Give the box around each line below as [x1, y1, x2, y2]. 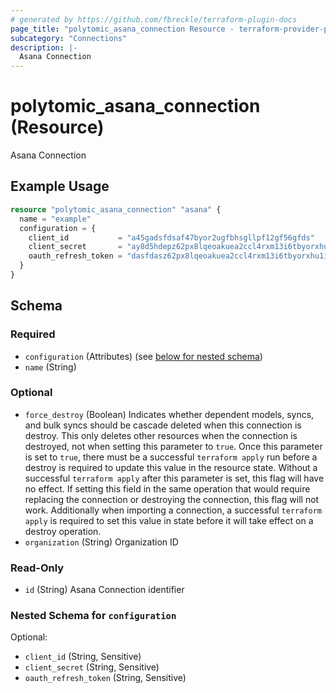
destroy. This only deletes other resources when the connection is [24, 429, 298, 441]
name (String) [24, 361, 77, 373]
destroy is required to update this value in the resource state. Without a [24, 461, 318, 473]
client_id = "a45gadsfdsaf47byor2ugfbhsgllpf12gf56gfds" [28, 232, 315, 243]
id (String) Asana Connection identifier [24, 584, 185, 596]
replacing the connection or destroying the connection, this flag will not [24, 493, 320, 505]
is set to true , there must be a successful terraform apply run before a [24, 451, 318, 463]
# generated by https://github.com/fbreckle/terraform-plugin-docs [10, 14, 298, 25]
